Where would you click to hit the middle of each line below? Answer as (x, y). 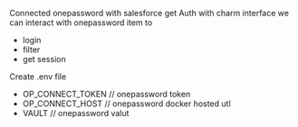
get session (44, 59)
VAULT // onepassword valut (76, 113)
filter (31, 50)
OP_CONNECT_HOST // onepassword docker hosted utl (126, 104)
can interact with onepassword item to (81, 23)
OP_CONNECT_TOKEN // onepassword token (106, 94)
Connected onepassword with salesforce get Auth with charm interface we (149, 13)
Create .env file (38, 77)
